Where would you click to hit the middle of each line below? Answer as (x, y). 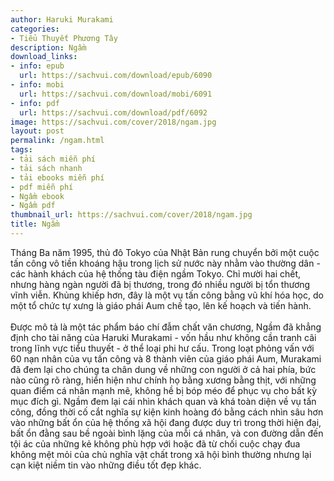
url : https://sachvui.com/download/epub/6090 (116, 76)
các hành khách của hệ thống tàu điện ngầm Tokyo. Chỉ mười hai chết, (156, 273)
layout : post (37, 131)
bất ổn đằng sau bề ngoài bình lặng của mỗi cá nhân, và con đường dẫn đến (167, 433)
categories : (35, 29)
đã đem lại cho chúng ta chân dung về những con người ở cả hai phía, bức (163, 369)
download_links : (44, 57)
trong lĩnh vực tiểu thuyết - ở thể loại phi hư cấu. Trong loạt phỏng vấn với (162, 348)
